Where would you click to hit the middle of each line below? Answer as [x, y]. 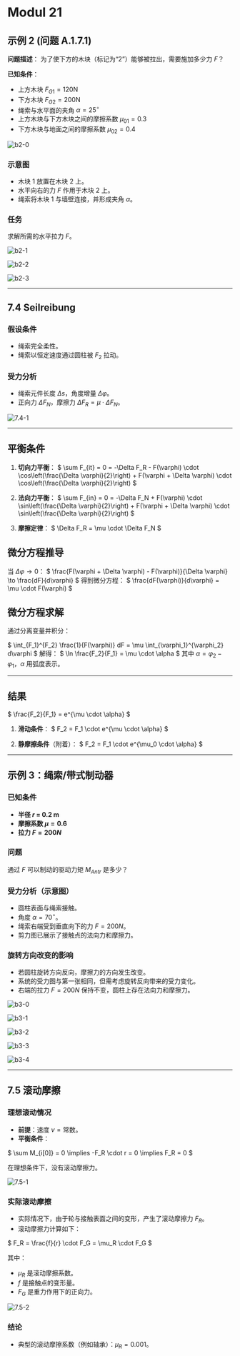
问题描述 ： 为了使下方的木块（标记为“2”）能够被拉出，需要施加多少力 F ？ [116, 59]
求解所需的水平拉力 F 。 [42, 236]
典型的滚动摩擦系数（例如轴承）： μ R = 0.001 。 [85, 1345]
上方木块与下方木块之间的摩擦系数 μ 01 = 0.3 [82, 120]
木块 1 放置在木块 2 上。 [52, 181]
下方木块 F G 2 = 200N [49, 100]
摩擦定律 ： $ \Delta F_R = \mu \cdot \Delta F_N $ [90, 528]
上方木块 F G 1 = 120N [48, 90]
